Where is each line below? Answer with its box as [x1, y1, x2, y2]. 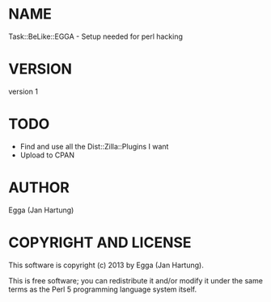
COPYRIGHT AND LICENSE [8, 233, 192, 251]
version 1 [8, 86, 39, 96]
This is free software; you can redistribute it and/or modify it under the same [8, 275, 263, 285]
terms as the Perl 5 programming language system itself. [8, 284, 197, 294]
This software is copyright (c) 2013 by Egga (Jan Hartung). [8, 260, 204, 270]
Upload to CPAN [19, 150, 75, 160]
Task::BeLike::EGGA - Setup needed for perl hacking [8, 31, 184, 41]
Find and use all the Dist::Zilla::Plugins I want [19, 141, 169, 151]
